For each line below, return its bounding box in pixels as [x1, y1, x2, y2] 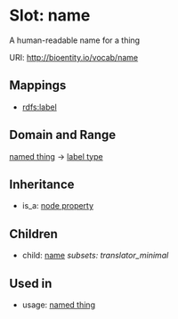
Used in [9, 275, 53, 290]
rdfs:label [21, 102, 58, 112]
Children [9, 226, 58, 241]
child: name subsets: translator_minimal [21, 250, 169, 261]
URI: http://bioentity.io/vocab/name [9, 52, 139, 62]
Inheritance [9, 176, 75, 192]
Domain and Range [9, 127, 117, 143]
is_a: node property [21, 200, 94, 211]
